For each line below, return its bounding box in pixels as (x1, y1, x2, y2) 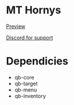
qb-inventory (14, 92, 47, 99)
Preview (6, 23, 26, 30)
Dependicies (6, 55, 69, 68)
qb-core (14, 73, 34, 80)
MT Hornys (6, 3, 61, 17)
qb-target (14, 80, 38, 87)
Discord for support (6, 34, 54, 41)
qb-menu (14, 86, 37, 93)
